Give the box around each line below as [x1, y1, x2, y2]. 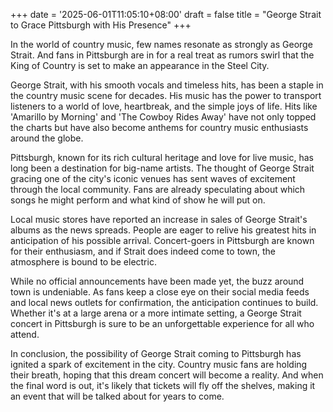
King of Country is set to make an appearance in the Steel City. [10, 60, 270, 71]
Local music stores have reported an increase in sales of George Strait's [10, 214, 308, 225]
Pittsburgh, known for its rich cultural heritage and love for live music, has [10, 152, 314, 163]
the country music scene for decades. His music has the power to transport [10, 90, 322, 101]
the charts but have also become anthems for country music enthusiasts [10, 122, 309, 133]
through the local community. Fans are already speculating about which [10, 184, 306, 195]
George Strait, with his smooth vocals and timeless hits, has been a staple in [10, 79, 324, 91]
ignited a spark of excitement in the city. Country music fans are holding [10, 359, 308, 370]
